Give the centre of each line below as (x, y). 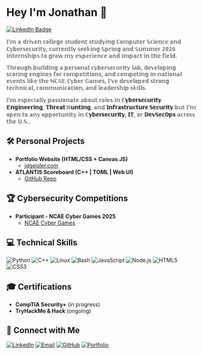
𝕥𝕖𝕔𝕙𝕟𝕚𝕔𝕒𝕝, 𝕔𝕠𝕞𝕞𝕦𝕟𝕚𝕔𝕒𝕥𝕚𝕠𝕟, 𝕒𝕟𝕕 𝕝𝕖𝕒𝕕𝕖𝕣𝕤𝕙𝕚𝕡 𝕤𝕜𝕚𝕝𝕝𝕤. (77, 87)
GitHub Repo (40, 178)
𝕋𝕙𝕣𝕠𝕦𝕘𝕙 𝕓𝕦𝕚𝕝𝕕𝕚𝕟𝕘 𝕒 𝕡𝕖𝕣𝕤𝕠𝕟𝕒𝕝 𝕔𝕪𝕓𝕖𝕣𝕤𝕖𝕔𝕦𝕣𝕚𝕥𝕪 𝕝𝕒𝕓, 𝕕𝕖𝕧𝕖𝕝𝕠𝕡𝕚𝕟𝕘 (91, 67)
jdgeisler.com (41, 165)
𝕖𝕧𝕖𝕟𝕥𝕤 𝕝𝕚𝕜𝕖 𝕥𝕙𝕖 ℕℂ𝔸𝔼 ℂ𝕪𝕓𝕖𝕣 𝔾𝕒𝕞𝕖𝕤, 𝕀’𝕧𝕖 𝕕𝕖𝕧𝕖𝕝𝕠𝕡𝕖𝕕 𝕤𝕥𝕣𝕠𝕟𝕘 (88, 81)
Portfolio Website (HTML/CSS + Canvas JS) (71, 159)
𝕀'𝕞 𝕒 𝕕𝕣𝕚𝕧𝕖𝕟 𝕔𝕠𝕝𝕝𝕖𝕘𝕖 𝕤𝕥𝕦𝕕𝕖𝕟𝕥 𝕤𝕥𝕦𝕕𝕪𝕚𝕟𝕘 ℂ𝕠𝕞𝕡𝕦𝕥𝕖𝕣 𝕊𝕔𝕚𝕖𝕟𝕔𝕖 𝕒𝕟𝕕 (94, 42)
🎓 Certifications (39, 287)
